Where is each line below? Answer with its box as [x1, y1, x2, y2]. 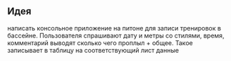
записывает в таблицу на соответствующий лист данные [7, 46, 180, 54]
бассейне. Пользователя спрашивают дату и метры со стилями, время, [7, 31, 225, 40]
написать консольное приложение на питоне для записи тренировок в [7, 24, 222, 32]
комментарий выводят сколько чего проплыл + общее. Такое [7, 38, 194, 47]
